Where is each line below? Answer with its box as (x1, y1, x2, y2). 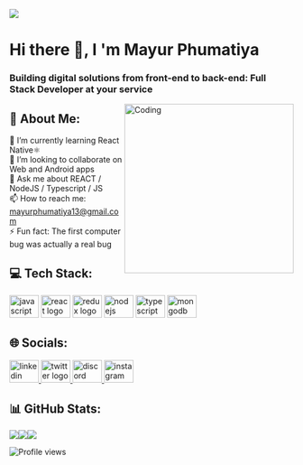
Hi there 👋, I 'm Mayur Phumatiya (9, 40, 260, 60)
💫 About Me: (9, 111, 81, 126)
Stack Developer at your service (9, 83, 153, 96)
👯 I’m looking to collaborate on (9, 153, 123, 164)
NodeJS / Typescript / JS (9, 182, 104, 193)
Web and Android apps (9, 163, 95, 174)
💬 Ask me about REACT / (9, 172, 102, 184)
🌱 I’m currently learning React (9, 135, 120, 145)
